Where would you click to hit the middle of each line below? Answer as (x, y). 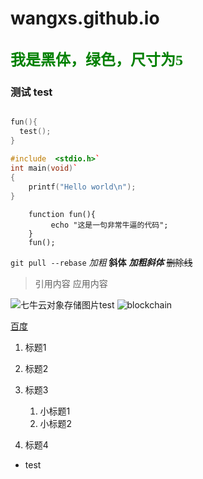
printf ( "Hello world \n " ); (82, 187)
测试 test (31, 92)
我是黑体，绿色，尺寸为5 (96, 60)
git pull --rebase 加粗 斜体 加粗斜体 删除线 (101, 262)
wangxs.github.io (85, 18)
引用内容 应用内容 (71, 283)
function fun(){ (62, 214)
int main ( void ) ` (44, 168)
